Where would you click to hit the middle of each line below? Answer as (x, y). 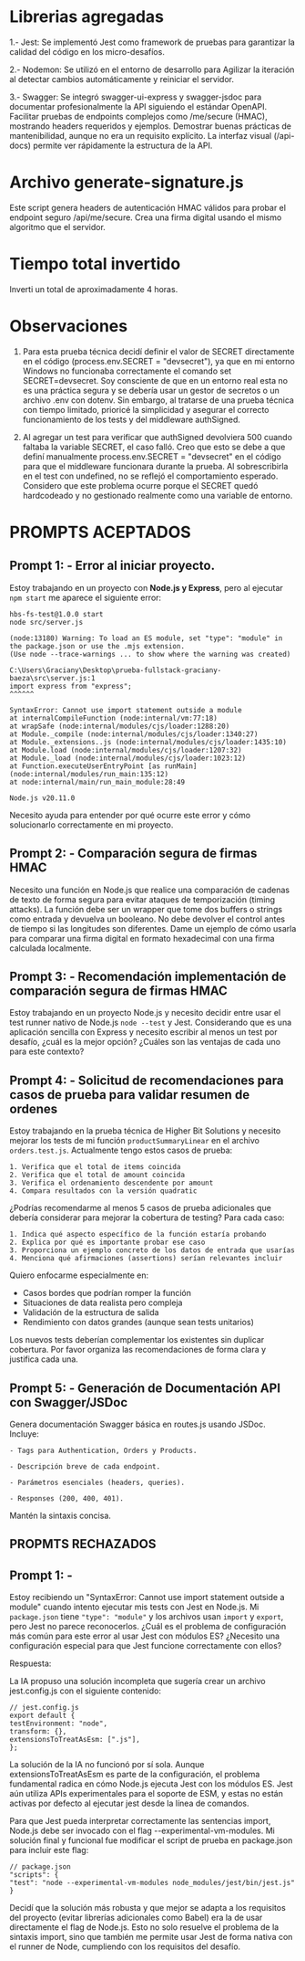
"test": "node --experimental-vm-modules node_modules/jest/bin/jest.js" (152, 1883)
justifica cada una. (44, 1359)
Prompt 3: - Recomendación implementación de (148, 976)
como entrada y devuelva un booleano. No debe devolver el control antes (147, 919)
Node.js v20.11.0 (42, 798)
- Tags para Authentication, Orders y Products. (103, 1450)
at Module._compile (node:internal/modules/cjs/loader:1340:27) (134, 734)
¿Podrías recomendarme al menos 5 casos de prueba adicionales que (140, 1208)
